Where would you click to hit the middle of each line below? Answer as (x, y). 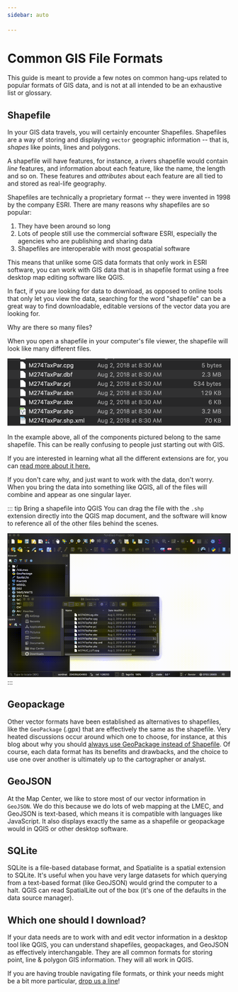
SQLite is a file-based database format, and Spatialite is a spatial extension (117, 868)
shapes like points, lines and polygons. (64, 147)
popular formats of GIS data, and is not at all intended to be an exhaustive (115, 86)
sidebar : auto (28, 15)
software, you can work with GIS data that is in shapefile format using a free (118, 270)
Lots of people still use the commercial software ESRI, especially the (117, 234)
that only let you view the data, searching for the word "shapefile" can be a (117, 299)
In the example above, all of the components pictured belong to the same (114, 437)
